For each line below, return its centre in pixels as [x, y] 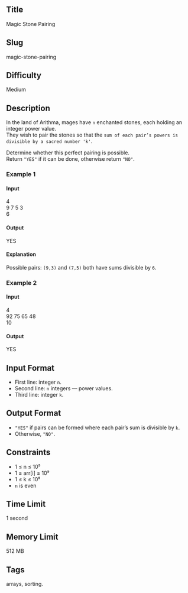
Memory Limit [32, 537]
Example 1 [21, 174]
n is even [25, 485]
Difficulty [24, 75]
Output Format [34, 413]
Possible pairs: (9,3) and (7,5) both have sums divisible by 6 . [81, 267]
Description [28, 108]
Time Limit [26, 504]
